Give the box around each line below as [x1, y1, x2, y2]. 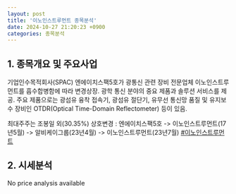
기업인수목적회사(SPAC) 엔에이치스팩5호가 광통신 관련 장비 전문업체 [7, 78, 194, 87]
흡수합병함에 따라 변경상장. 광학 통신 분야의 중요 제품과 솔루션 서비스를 [25, 87, 220, 95]
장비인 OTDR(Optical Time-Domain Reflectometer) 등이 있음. [14, 104, 188, 113]
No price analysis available [7, 178, 85, 187]
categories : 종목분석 [7, 30, 65, 37]
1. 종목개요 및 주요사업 [7, 58, 98, 70]
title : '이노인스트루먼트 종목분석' [7, 17, 97, 24]
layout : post [7, 10, 46, 18]
